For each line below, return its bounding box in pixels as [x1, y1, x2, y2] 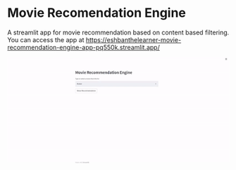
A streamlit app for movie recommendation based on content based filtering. [7, 28, 230, 37]
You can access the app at [7, 35, 85, 44]
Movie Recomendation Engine [7, 5, 187, 21]
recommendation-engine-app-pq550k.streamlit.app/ [7, 43, 160, 51]
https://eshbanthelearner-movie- [85, 35, 182, 44]
